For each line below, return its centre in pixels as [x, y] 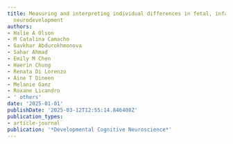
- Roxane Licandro [34, 91]
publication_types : [35, 116]
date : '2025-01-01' [35, 104]
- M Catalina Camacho [38, 39]
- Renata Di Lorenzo [37, 71]
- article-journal [34, 123]
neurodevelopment [38, 20]
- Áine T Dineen [31, 78]
